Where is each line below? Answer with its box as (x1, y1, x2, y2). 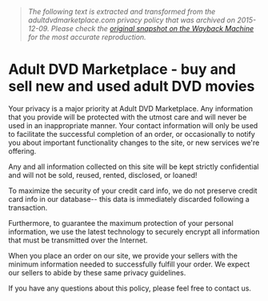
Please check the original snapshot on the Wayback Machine (50, 24, 254, 33)
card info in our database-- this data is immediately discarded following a (8, 194, 250, 203)
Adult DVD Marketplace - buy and (8, 60, 236, 78)
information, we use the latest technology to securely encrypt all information (8, 227, 260, 236)
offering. (8, 146, 37, 155)
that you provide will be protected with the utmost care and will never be (8, 112, 247, 122)
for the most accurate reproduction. (27, 32, 146, 42)
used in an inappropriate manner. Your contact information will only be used (8, 120, 258, 130)
